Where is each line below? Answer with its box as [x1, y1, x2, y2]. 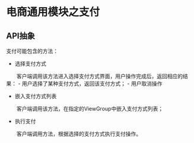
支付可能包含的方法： [6, 48, 58, 54]
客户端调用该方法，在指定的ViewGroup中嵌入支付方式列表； [16, 105, 164, 112]
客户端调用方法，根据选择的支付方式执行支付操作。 [16, 131, 141, 137]
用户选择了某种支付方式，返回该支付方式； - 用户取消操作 [21, 80, 163, 87]
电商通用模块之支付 [6, 5, 100, 19]
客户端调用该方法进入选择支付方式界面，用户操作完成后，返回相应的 [16, 73, 183, 80]
